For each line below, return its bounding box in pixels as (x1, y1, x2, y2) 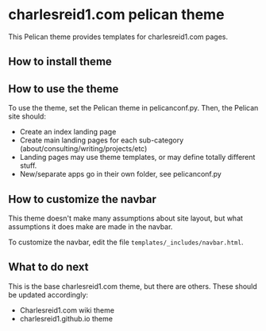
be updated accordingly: (8, 290, 89, 299)
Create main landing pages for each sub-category (19, 135, 184, 145)
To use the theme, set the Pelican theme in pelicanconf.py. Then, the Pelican (8, 103, 259, 113)
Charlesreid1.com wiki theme (19, 305, 115, 315)
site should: (8, 111, 46, 121)
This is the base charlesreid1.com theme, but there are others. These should (8, 281, 258, 291)
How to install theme (8, 55, 113, 68)
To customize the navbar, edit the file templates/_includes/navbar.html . (8, 237, 244, 247)
